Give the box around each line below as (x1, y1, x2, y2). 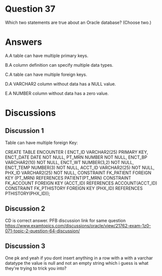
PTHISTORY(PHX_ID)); (5, 190, 50, 196)
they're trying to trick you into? (5, 265, 67, 271)
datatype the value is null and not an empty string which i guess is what (5, 260, 149, 266)
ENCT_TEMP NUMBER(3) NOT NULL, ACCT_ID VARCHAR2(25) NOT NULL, (5, 165, 155, 170)
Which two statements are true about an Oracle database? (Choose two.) (5, 19, 152, 25)
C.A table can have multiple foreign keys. (5, 72, 88, 77)
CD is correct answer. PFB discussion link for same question (5, 218, 126, 223)
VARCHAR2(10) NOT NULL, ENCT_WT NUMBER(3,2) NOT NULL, (5, 159, 134, 165)
